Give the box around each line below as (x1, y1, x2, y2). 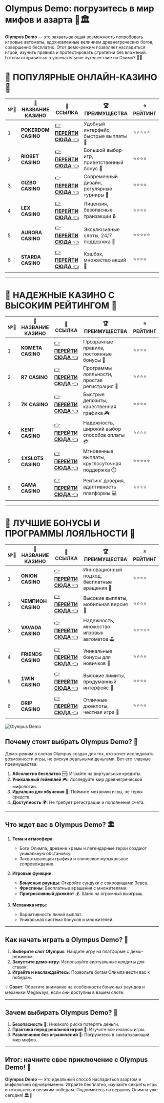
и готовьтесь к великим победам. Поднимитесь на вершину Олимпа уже (5, 1086, 158, 1092)
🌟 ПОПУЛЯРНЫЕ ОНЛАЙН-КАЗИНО (5, 72, 158, 83)
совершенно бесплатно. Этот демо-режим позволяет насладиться (5, 44, 145, 50)
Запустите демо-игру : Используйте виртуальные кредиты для (12, 959, 145, 965)
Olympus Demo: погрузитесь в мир (5, 3, 155, 14)
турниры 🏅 (83, 191, 109, 198)
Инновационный (83, 566, 123, 573)
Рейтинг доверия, (82, 477, 125, 484)
